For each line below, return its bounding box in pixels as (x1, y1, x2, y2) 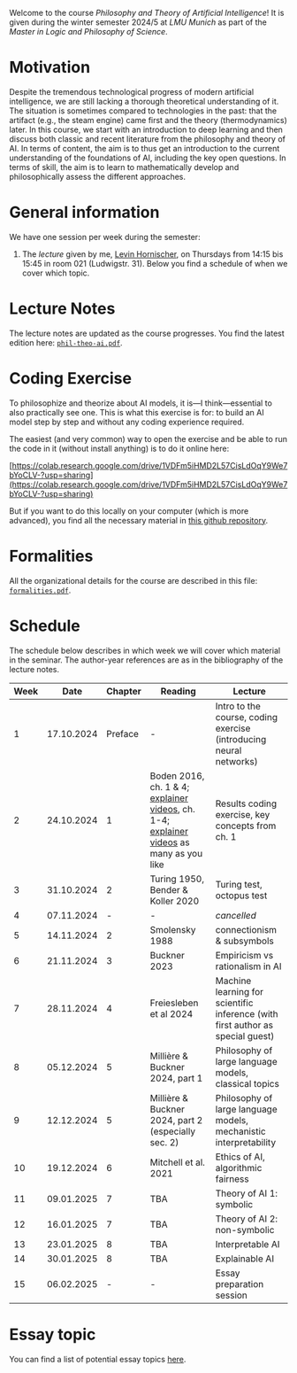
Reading (160, 685, 196, 697)
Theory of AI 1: (215, 1187, 278, 1199)
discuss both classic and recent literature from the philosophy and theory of (9, 133, 286, 144)
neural (215, 744, 242, 756)
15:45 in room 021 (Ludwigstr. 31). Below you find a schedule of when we (21, 258, 288, 268)
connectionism (215, 923, 277, 935)
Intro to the (215, 700, 261, 712)
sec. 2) (149, 1136, 179, 1148)
